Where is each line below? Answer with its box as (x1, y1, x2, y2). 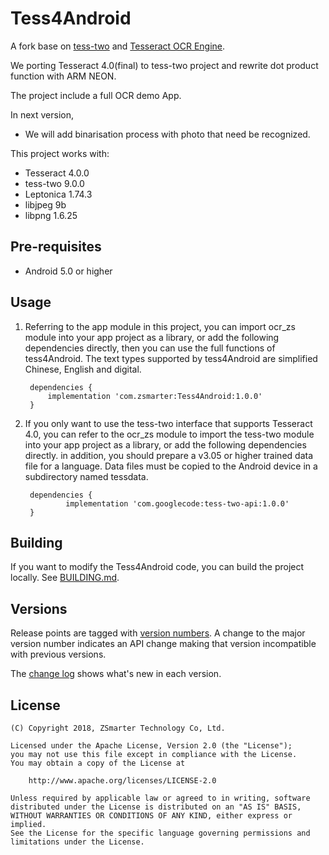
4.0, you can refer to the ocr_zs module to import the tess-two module (24, 428, 315, 440)
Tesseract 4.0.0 (24, 167, 90, 179)
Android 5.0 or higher (24, 265, 113, 277)
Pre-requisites (10, 238, 102, 256)
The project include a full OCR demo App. (10, 89, 182, 101)
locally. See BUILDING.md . (10, 572, 120, 584)
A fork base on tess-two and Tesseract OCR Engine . (10, 40, 226, 52)
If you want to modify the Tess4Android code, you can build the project (10, 561, 305, 573)
